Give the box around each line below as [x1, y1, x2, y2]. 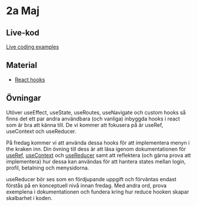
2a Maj [6, 4, 40, 18]
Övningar [6, 93, 41, 103]
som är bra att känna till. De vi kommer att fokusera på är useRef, [6, 121, 163, 128]
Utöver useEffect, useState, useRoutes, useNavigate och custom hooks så [6, 109, 186, 116]
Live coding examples [6, 43, 59, 50]
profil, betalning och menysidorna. [6, 164, 89, 171]
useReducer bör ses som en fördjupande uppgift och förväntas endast [6, 175, 176, 182]
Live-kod [6, 28, 39, 38]
